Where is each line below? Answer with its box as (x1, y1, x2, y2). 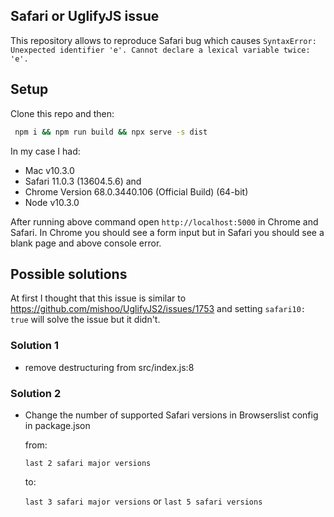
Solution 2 (10, 386, 62, 400)
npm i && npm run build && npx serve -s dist (14, 127, 208, 137)
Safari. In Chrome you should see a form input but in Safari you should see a (10, 226, 325, 238)
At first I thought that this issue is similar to (10, 292, 187, 304)
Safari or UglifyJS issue (10, 8, 160, 25)
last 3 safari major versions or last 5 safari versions (24, 495, 263, 507)
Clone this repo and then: (10, 107, 115, 119)
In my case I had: (10, 145, 81, 157)
